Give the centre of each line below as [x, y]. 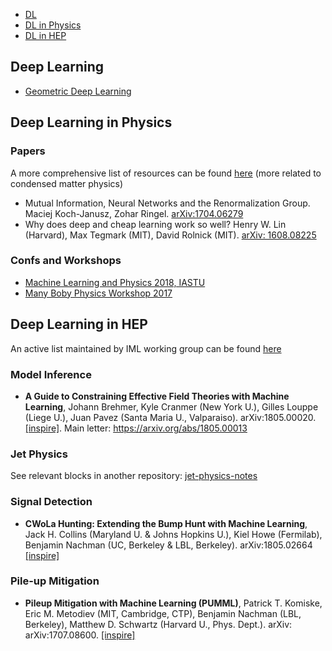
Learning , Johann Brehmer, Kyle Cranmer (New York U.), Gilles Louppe [171, 406]
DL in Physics [53, 25]
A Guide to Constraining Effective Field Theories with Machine [157, 396]
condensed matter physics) [67, 183]
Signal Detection [51, 502]
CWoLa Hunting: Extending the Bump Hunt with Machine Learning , [166, 523]
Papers [28, 151]
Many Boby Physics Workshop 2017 [98, 293]
